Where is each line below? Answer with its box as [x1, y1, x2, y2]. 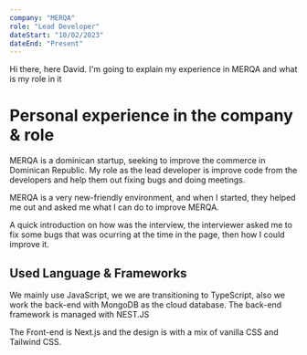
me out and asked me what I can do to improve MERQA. [9, 202, 219, 213]
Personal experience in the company [9, 106, 294, 126]
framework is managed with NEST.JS [9, 309, 150, 319]
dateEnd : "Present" [9, 38, 84, 48]
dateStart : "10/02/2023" [9, 30, 104, 39]
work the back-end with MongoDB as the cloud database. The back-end [9, 299, 282, 310]
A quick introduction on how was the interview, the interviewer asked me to [9, 220, 292, 231]
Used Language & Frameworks [9, 266, 187, 281]
